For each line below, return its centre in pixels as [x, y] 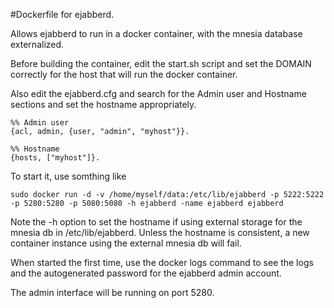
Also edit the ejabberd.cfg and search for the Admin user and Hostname [158, 93]
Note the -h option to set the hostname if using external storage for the [156, 222]
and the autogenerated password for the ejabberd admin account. [146, 273]
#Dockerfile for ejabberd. [62, 14]
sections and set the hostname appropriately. [103, 104]
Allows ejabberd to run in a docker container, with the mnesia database [156, 33]
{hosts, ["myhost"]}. [55, 158]
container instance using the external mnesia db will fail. [126, 243]
